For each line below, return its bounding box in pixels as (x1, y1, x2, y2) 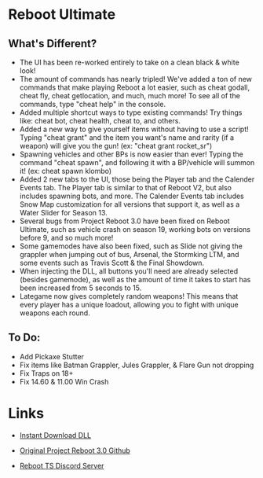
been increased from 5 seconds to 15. (19, 283, 142, 292)
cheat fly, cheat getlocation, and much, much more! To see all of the (19, 91, 241, 100)
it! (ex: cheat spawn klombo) (19, 167, 112, 175)
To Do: (8, 331, 41, 344)
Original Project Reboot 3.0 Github (19, 446, 131, 455)
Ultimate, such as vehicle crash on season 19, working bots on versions (19, 225, 251, 233)
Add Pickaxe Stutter (19, 351, 85, 361)
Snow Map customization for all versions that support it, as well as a (19, 200, 240, 209)
